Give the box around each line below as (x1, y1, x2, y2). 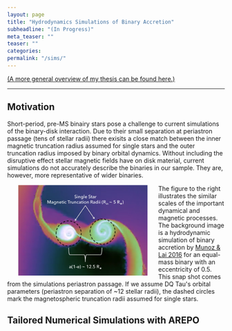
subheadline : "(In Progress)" (7, 26, 95, 32)
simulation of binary (158, 236, 215, 244)
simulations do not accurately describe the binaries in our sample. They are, (7, 163, 223, 172)
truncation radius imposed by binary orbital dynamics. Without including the (7, 149, 223, 157)
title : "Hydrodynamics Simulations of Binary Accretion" (7, 18, 175, 26)
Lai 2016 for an (158, 250, 201, 258)
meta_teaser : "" (7, 33, 54, 40)
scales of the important (158, 199, 224, 207)
